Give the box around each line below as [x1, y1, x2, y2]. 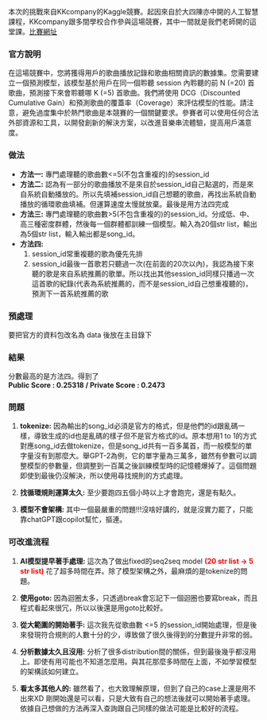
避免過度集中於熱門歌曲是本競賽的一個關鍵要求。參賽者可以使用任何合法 [21, 108, 259, 118]
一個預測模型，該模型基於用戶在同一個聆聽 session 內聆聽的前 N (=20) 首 [14, 78, 255, 88]
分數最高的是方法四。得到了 [8, 372, 99, 381]
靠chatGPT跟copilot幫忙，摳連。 [19, 515, 127, 524]
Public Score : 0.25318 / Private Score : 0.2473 [8, 380, 165, 390]
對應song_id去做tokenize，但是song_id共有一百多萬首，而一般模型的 [19, 441, 246, 451]
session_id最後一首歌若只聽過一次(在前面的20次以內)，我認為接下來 [31, 259, 254, 268]
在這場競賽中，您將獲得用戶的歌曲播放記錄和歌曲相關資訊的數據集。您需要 [8, 68, 252, 78]
